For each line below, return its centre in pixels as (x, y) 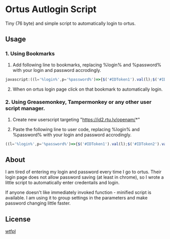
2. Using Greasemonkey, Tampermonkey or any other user (78, 102)
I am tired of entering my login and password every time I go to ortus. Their (83, 172)
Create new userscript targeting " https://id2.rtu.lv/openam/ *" (76, 119)
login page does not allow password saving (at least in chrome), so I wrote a (84, 177)
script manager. (25, 108)
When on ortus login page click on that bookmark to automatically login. (88, 89)
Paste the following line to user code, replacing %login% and (76, 129)
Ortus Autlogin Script (51, 9)
